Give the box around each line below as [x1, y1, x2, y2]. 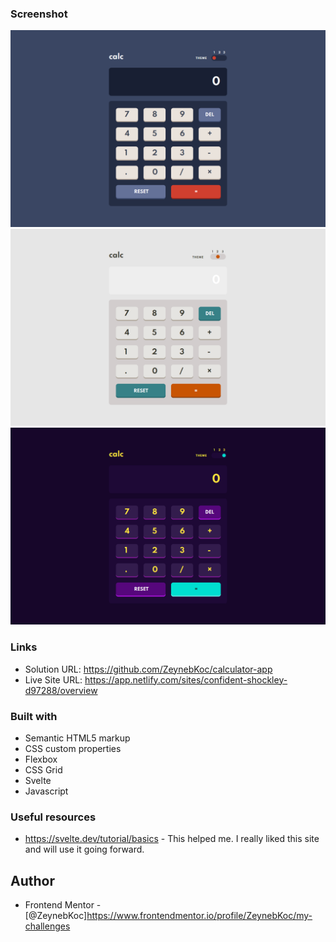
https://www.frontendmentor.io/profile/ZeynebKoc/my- [86, 910, 313, 921]
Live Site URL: [24, 673, 83, 686]
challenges [24, 920, 71, 932]
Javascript [24, 785, 69, 797]
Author [10, 872, 55, 889]
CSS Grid [24, 763, 63, 776]
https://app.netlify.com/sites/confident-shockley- [84, 673, 288, 686]
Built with [10, 709, 58, 723]
